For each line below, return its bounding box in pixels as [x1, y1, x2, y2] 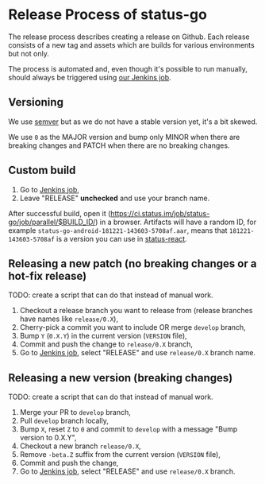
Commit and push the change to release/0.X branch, [19, 339, 193, 349]
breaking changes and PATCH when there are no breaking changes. [8, 141, 230, 150]
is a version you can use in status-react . [56, 234, 188, 243]
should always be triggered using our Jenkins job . [8, 72, 172, 82]
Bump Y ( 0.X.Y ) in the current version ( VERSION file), [19, 331, 188, 341]
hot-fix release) [8, 269, 87, 283]
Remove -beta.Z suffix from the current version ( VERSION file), [19, 450, 221, 459]
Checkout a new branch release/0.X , [19, 441, 141, 451]
